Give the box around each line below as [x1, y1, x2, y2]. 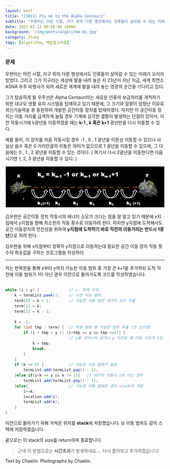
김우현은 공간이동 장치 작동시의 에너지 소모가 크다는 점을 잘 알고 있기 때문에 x [5, 214, 157, 220]
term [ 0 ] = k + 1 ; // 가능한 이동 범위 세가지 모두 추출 [14, 298, 136, 303]
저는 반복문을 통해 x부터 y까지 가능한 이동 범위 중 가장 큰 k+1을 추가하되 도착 [5, 265, 156, 271]
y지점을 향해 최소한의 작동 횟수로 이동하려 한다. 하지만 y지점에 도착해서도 [18, 220, 163, 226]
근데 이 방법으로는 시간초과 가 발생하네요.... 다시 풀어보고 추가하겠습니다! [17, 448, 159, 454]
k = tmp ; [32, 340, 51, 346]
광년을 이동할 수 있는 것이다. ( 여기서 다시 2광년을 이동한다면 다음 [34, 149, 163, 155]
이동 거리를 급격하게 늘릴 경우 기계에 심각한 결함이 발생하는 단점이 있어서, [14, 113, 159, 119]
